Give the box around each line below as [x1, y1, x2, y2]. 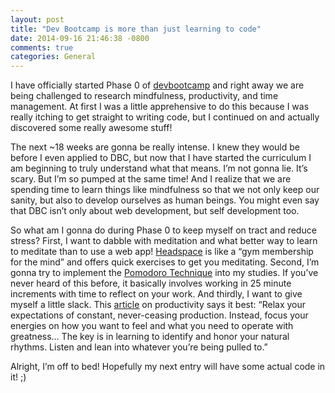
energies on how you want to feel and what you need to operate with [10, 320, 294, 332]
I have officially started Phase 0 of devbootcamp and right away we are [10, 79, 305, 91]
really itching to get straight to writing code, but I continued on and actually [10, 111, 320, 123]
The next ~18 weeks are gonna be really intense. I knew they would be [10, 141, 300, 153]
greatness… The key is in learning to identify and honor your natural [10, 331, 290, 343]
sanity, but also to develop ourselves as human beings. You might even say [10, 194, 320, 206]
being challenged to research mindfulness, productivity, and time [10, 90, 279, 102]
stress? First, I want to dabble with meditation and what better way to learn [10, 235, 318, 247]
